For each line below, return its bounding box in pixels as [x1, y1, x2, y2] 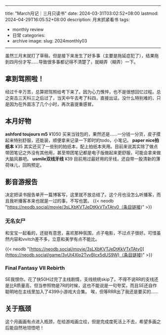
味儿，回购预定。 [9, 162, 44, 168]
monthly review [12, 27, 44, 32]
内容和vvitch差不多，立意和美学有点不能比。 [9, 236, 100, 242]
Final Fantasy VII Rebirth [5, 264, 65, 271]
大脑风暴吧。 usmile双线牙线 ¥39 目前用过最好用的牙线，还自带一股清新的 [5, 156, 157, 162]
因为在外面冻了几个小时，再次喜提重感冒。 [9, 101, 96, 107]
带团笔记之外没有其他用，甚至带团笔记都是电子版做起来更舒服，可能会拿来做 [5, 149, 161, 156]
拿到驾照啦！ [5, 75, 44, 83]
